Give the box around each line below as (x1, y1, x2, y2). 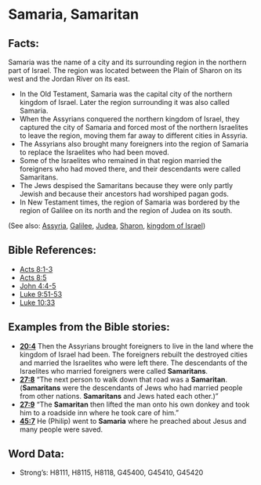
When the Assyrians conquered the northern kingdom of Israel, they (19, 114, 241, 123)
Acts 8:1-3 (19, 264, 53, 273)
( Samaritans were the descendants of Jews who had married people (19, 382, 243, 393)
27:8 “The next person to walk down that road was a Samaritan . (19, 375, 228, 384)
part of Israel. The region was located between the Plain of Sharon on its (8, 66, 242, 75)
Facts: (8, 37, 39, 50)
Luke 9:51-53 (19, 289, 63, 299)
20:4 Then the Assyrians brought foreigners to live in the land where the (19, 341, 254, 350)
